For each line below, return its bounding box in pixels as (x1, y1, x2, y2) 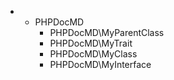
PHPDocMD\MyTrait (49, 37, 133, 49)
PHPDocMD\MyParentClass (49, 27, 165, 38)
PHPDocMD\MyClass (49, 48, 138, 60)
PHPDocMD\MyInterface (49, 59, 152, 70)
